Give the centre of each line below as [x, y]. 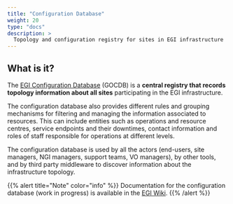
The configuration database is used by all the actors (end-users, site [106, 149]
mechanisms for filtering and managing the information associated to [107, 114]
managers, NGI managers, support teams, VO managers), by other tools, [112, 157]
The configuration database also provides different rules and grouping [108, 106]
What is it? [31, 68]
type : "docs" [26, 27]
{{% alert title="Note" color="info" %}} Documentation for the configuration [116, 185]
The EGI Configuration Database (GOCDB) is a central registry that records [116, 85]
